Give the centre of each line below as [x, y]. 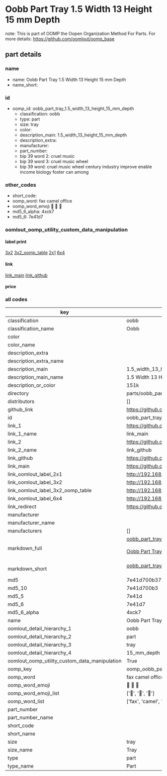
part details [23, 55]
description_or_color [32, 385]
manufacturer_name [31, 523]
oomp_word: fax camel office [42, 201]
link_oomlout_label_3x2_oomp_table [50, 490]
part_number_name [30, 718]
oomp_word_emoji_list [34, 693]
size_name [20, 750]
